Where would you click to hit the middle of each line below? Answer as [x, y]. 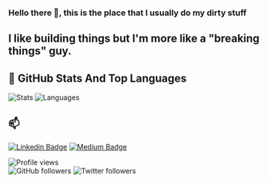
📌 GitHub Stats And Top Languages [98, 78]
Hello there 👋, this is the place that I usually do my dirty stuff [128, 13]
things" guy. [40, 51]
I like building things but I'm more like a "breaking [134, 39]
